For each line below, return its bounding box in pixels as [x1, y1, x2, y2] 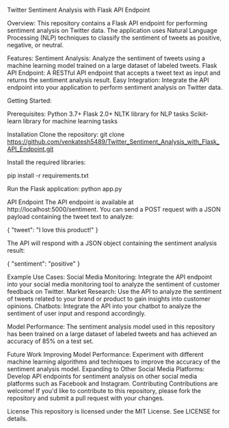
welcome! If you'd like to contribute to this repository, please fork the [7, 387, 202, 394]
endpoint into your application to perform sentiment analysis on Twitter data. [7, 84, 223, 91]
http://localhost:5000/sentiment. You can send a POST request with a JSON [7, 205, 221, 213]
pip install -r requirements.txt [7, 171, 89, 179]
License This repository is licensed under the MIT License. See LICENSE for [7, 407, 221, 415]
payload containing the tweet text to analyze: [7, 212, 134, 221]
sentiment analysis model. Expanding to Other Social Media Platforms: [7, 365, 205, 373]
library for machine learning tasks [23, 117, 118, 125]
